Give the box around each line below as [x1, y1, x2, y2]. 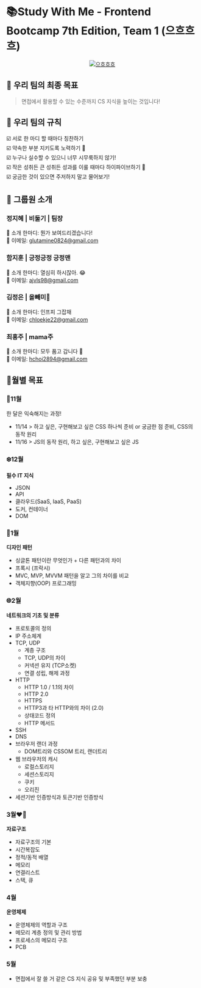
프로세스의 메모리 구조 [15, 937, 68, 944]
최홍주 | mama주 [6, 333, 54, 341]
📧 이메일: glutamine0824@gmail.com [6, 237, 99, 245]
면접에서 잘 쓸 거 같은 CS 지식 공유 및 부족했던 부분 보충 [15, 975, 147, 982]
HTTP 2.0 [24, 690, 49, 698]
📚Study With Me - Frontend [6, 5, 151, 19]
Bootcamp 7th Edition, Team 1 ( [6, 24, 166, 38]
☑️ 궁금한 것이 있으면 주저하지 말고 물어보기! [6, 172, 110, 180]
